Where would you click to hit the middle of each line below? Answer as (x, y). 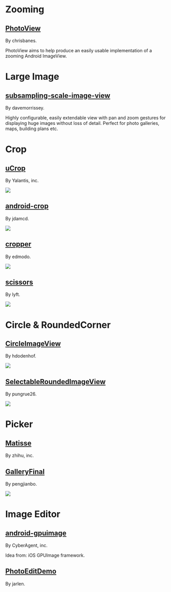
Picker (19, 424)
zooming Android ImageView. (36, 56)
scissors (19, 282)
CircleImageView (33, 344)
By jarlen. (15, 584)
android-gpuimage (36, 533)
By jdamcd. (17, 218)
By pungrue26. (21, 394)
